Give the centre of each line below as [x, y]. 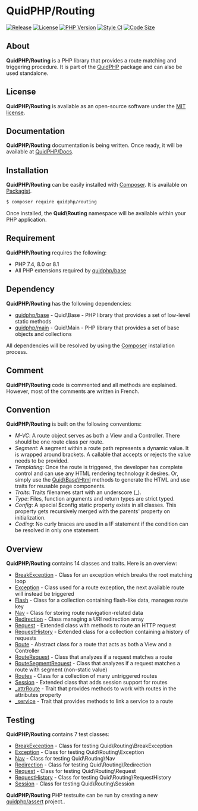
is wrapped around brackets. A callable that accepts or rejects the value [103, 455]
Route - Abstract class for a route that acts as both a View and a [93, 645]
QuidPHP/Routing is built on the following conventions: [74, 424]
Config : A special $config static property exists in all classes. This [95, 505]
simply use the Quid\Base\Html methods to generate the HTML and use [102, 480]
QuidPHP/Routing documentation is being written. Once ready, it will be [94, 145]
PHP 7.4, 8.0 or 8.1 [37, 264]
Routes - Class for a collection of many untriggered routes [86, 676]
